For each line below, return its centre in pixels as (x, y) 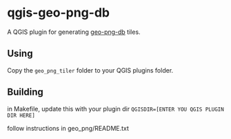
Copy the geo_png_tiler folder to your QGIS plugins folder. (90, 70)
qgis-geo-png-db (59, 13)
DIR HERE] (21, 115)
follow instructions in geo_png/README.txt (68, 128)
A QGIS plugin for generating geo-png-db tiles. (74, 32)
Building (25, 92)
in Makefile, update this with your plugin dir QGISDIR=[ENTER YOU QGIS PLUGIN (115, 109)
